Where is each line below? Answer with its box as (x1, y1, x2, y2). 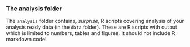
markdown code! (6, 36, 47, 43)
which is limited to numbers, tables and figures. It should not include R (6, 30, 175, 37)
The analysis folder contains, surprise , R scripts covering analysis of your (6, 18, 184, 25)
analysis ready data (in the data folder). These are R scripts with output (6, 23, 177, 30)
